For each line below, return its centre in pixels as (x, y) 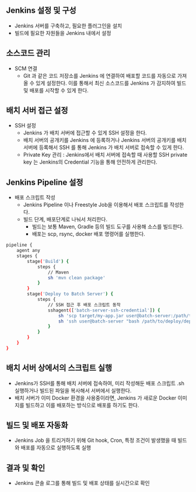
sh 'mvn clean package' (77, 278)
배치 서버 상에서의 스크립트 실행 (59, 368)
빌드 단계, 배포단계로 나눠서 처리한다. (65, 219)
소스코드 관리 (28, 53)
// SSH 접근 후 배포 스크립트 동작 (84, 305)
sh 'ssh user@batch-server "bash (99, 321)
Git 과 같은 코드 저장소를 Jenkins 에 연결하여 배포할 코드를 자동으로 (99, 75)
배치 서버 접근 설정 (37, 111)
